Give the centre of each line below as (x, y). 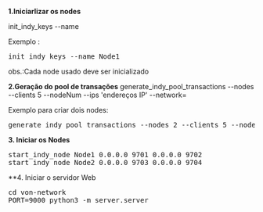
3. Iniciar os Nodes (39, 140)
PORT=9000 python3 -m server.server (78, 200)
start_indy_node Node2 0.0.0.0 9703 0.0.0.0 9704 (105, 162)
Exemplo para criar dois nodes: (58, 110)
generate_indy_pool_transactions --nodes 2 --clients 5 (117, 125)
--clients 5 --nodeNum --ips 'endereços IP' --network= (97, 95)
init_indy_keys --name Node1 (64, 57)
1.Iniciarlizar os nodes (45, 11)
